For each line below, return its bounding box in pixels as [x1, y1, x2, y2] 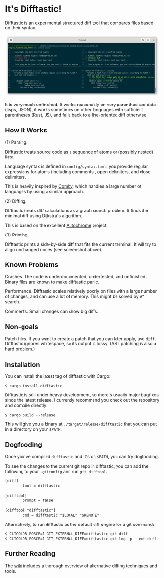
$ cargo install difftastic [5, 383, 63, 388]
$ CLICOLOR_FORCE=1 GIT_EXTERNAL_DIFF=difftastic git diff [5, 531, 128, 536]
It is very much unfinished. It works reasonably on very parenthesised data [5, 102, 156, 107]
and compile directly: [5, 402, 47, 408]
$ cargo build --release [5, 412, 56, 418]
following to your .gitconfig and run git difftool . [5, 468, 108, 474]
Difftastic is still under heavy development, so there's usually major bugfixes [5, 392, 159, 398]
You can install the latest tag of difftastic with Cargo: [5, 373, 111, 379]
